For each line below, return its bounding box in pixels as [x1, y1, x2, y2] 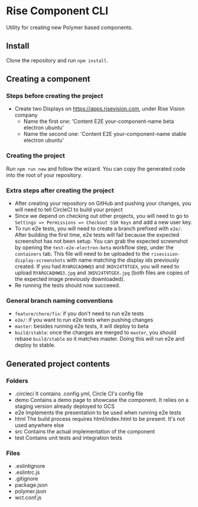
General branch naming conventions [6, 296, 113, 305]
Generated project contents [6, 359, 111, 369]
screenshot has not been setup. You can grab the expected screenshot [14, 237, 188, 245]
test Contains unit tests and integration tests [14, 435, 122, 442]
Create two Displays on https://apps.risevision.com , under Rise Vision [14, 105, 185, 112]
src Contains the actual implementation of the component [14, 428, 155, 435]
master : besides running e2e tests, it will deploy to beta [14, 322, 149, 330]
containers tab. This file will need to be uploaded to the [14, 251, 150, 258]
